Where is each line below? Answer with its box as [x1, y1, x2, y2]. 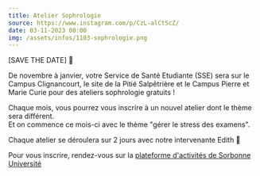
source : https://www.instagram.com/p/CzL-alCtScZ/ [8, 19, 180, 27]
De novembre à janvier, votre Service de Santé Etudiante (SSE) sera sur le [8, 71, 250, 80]
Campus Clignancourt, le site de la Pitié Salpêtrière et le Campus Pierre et [8, 79, 250, 89]
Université [8, 159, 42, 169]
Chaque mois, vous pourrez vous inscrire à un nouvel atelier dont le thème [8, 103, 252, 113]
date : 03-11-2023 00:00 [8, 26, 87, 34]
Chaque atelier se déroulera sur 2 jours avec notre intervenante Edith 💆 [8, 136, 241, 145]
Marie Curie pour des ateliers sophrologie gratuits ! [8, 88, 176, 98]
